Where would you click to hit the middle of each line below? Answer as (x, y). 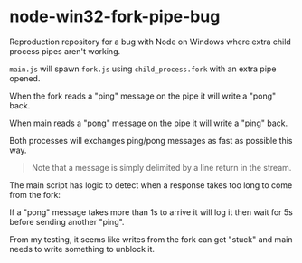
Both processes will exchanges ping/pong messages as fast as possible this (151, 140)
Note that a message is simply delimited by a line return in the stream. (161, 167)
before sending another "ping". (67, 221)
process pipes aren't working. (65, 51)
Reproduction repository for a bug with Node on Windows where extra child (150, 42)
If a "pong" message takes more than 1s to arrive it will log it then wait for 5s (151, 212)
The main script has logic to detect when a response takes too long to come (151, 185)
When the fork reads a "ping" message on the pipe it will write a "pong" (143, 96)
